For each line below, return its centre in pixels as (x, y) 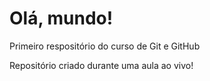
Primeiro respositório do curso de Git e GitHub (105, 46)
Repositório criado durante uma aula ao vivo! (101, 65)
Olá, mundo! (61, 18)
